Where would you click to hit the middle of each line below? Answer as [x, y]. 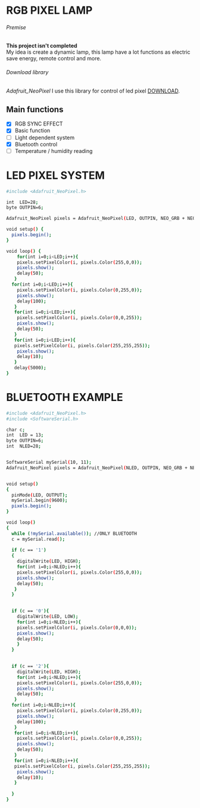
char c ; [16, 430]
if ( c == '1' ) [29, 550]
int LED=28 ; [22, 202]
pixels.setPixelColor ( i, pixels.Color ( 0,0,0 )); [77, 628]
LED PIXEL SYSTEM [56, 175]
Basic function [32, 131]
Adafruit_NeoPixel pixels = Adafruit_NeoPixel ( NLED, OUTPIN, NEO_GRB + [97, 468]
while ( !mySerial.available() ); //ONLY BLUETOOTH [74, 533]
